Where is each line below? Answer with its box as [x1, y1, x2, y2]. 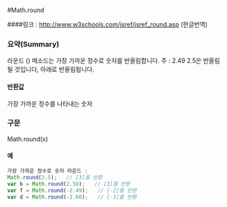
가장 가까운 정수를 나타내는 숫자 [7, 99, 93, 107]
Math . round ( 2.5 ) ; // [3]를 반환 [7, 174, 103, 181]
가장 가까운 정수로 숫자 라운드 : [7, 167, 88, 174]
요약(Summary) [7, 39, 60, 49]
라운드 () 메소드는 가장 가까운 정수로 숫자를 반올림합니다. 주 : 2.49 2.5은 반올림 [7, 56, 221, 65]
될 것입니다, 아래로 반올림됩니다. [7, 66, 95, 74]
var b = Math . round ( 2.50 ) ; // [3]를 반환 [7, 181, 131, 187]
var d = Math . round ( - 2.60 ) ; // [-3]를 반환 [7, 193, 137, 201]
